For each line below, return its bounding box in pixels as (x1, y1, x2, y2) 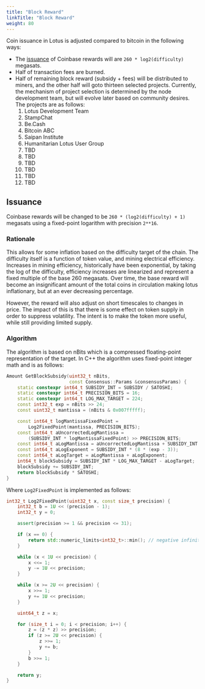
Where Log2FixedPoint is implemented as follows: (6, 486, 131, 493)
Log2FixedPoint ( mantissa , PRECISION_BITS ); (28, 423, 140, 430)
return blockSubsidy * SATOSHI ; (17, 469, 99, 475)
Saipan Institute (24, 133, 64, 141)
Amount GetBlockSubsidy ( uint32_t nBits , (6, 373, 111, 379)
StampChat (24, 114, 53, 121)
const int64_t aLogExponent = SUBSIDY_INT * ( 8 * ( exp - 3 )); (17, 447, 179, 453)
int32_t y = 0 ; (17, 509, 56, 516)
